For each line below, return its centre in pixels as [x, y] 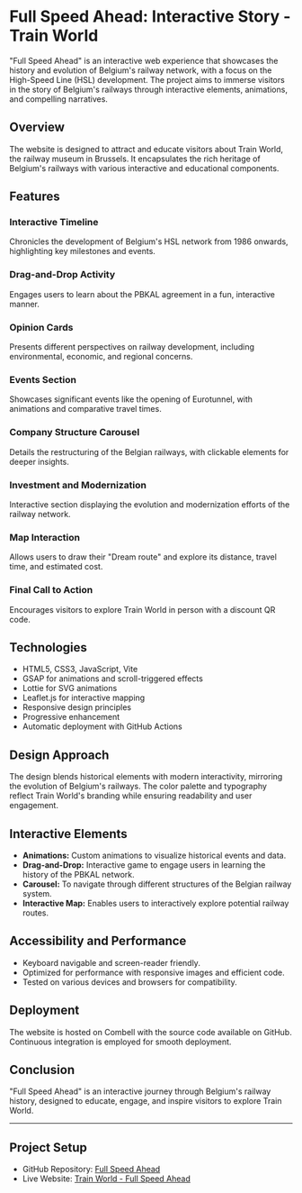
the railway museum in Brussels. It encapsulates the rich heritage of [135, 159]
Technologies [49, 647]
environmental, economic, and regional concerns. [101, 357]
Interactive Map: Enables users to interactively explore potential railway [155, 903]
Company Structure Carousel [75, 433]
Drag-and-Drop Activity [62, 275]
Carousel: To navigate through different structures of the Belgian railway [157, 884]
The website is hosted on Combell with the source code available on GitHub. [151, 1032]
